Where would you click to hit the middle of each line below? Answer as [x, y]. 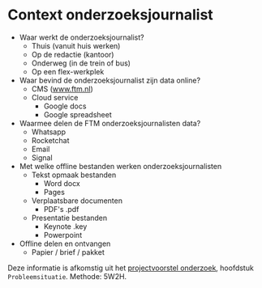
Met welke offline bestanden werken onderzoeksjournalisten [120, 166]
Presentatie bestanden [69, 218]
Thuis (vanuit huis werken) [76, 45]
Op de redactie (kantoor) [73, 54]
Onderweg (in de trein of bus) [81, 63]
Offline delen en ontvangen [65, 244]
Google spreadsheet [78, 114]
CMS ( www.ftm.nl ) [62, 89]
